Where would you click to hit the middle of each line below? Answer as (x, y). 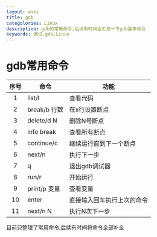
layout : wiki (23, 12)
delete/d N (42, 121)
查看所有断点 (87, 132)
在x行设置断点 (89, 110)
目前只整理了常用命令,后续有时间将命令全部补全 (66, 227)
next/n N (40, 211)
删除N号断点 (87, 121)
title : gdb (20, 17)
